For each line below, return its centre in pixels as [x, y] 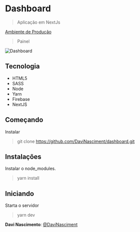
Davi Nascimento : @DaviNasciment [41, 225]
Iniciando [20, 193]
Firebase [21, 99]
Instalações [23, 156]
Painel [23, 41]
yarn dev [26, 215]
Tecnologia [23, 66]
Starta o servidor [22, 205]
